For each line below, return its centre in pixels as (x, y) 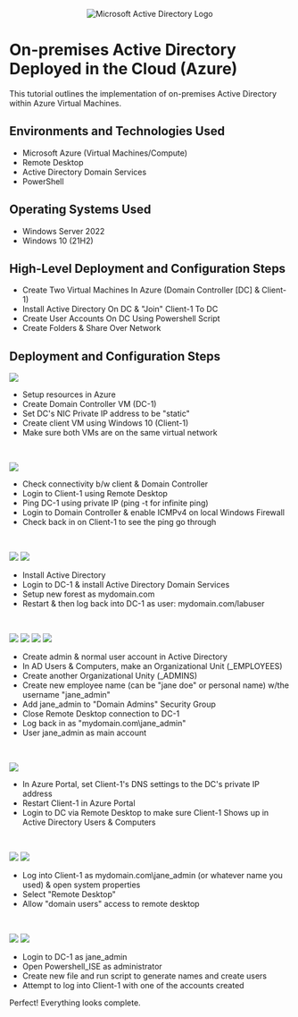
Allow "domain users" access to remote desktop (111, 904)
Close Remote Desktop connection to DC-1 (101, 714)
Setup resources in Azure (69, 394)
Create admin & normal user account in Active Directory (124, 657)
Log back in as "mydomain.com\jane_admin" (104, 724)
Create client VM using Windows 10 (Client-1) (105, 423)
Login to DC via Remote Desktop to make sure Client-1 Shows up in (145, 813)
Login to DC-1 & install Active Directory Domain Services (126, 585)
